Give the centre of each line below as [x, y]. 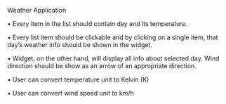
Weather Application [37, 10]
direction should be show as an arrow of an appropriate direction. [102, 66]
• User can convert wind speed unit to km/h [71, 93]
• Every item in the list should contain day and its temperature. [98, 24]
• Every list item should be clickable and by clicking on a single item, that [113, 37]
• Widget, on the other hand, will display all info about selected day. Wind [113, 58]
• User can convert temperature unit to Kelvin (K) [78, 79]
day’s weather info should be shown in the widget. [80, 45]
